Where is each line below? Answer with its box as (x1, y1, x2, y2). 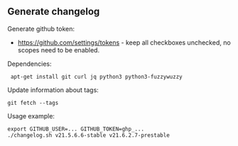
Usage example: (7, 111, 55, 120)
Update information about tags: (7, 85, 99, 94)
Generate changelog (7, 6, 100, 18)
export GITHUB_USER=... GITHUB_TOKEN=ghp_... (7, 125, 144, 133)
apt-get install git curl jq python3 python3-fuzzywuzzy (10, 73, 183, 80)
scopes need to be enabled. (17, 45, 100, 54)
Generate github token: (7, 24, 75, 33)
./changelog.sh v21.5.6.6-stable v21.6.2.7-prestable (7, 131, 171, 139)
